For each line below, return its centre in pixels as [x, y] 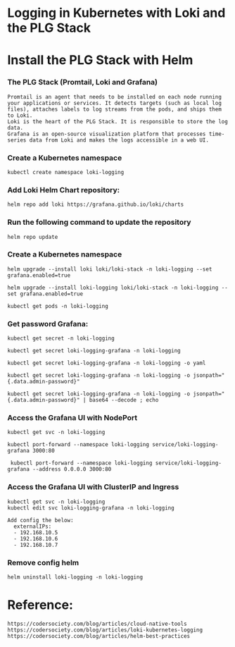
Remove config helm [43, 562]
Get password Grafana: [48, 323]
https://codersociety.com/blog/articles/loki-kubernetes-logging [105, 630]
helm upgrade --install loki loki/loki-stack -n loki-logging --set [110, 269]
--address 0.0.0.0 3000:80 [72, 469]
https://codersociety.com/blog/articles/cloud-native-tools [97, 624]
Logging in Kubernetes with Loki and [116, 13]
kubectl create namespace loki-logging [66, 172]
